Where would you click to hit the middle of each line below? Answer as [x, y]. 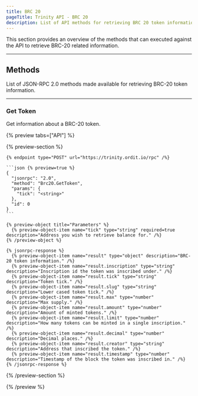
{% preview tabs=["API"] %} [40, 135]
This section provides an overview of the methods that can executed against [99, 40]
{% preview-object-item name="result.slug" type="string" [84, 287]
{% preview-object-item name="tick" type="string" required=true [93, 230]
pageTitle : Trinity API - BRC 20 [47, 17]
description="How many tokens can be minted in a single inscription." [96, 323]
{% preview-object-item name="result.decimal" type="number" [88, 334]
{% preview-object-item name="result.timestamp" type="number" [90, 354]
